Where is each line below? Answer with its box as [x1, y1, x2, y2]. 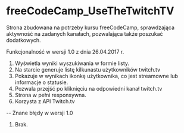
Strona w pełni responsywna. [14, 91, 86, 98]
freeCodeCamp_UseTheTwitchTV [6, 4, 174, 18]
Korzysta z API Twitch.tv [14, 97, 76, 105]
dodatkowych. [6, 36, 41, 44]
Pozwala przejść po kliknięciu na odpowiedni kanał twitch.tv [14, 85, 163, 92]
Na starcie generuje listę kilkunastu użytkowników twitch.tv [14, 66, 161, 73]
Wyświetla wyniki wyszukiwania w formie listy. [14, 60, 130, 67]
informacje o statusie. [14, 79, 68, 86]
